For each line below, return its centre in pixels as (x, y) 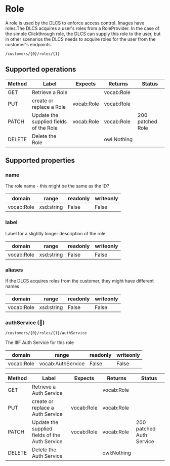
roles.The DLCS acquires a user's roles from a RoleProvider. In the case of (82, 28)
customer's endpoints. (29, 44)
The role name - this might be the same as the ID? (57, 186)
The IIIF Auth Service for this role (40, 343)
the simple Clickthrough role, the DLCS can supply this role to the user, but (83, 34)
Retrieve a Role (50, 92)
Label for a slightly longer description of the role (55, 233)
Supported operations (41, 69)
